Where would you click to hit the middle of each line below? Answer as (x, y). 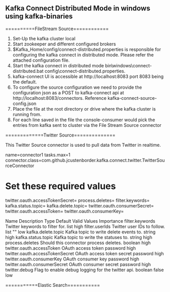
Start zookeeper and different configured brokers (64, 44)
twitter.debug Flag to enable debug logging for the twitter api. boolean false (84, 270)
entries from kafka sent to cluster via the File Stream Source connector (87, 125)
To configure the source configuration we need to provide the (77, 87)
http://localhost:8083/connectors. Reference (60, 98)
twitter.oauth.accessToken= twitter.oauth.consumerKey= (65, 211)
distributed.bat (28, 71)
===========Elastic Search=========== (53, 285)
